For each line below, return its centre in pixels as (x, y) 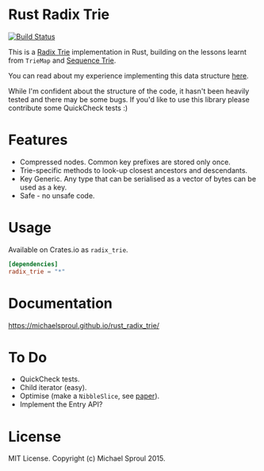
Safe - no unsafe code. (57, 195)
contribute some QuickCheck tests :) (68, 108)
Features (38, 140)
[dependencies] (33, 264)
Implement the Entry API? (61, 404)
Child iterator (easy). (53, 388)
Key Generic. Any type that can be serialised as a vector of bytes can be (138, 178)
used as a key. (43, 187)
